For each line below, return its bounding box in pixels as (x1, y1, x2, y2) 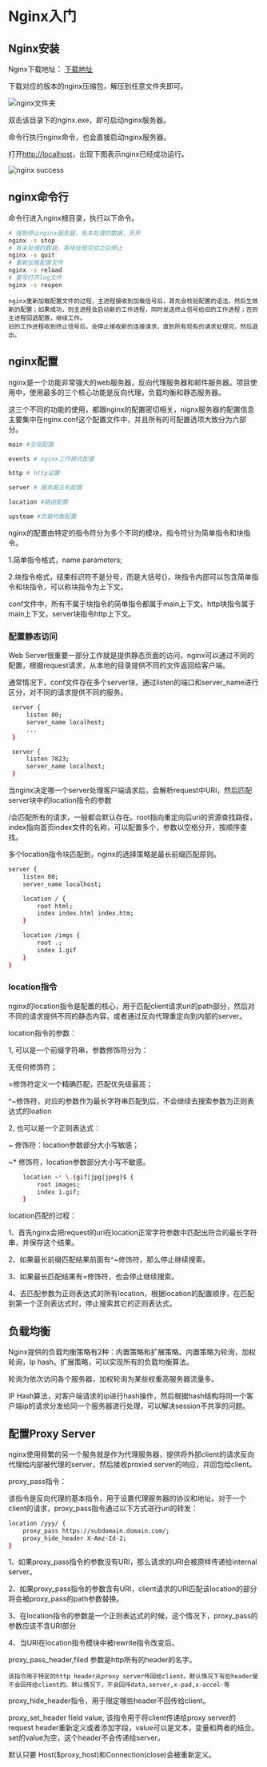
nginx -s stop (8, 237, 56, 245)
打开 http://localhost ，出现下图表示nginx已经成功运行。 (8, 150, 189, 158)
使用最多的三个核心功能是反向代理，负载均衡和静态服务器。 (29, 387, 225, 397)
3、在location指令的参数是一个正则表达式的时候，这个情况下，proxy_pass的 (8, 1611, 258, 1621)
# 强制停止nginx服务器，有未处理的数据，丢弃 (8, 229, 141, 237)
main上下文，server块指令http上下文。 (8, 608, 136, 618)
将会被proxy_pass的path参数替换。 (8, 1594, 124, 1604)
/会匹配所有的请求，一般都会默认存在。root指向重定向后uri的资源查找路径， (8, 812, 257, 822)
